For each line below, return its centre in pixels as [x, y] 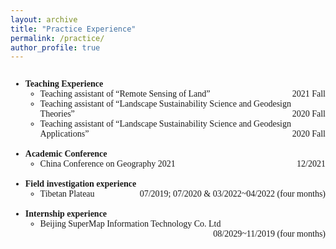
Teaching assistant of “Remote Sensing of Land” [125, 94]
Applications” [64, 134]
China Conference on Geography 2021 [107, 164]
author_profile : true [55, 47]
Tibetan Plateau [67, 194]
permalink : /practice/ [57, 38]
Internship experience [66, 214]
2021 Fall [308, 94]
